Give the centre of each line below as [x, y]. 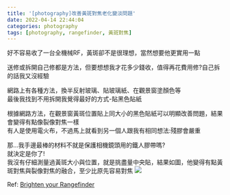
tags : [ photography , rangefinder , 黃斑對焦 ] [69, 32]
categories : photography [42, 26]
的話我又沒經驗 [28, 76]
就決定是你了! [26, 154]
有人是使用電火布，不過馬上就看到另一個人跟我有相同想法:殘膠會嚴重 [104, 131]
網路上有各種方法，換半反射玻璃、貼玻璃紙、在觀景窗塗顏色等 [94, 90]
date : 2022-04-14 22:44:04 [46, 20]
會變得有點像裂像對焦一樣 [43, 122]
